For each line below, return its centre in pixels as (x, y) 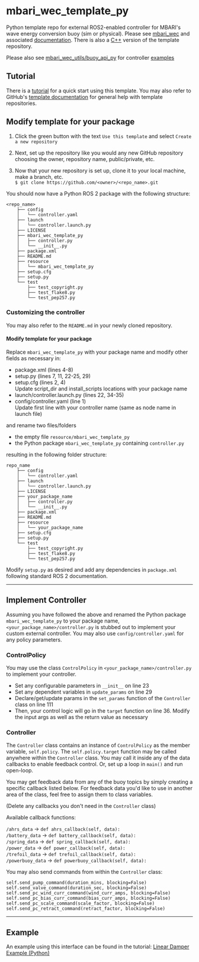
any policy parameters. (34, 639)
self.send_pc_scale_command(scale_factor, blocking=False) (81, 904)
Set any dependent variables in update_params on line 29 (83, 692)
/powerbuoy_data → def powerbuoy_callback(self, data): (76, 861)
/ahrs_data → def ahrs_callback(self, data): (63, 829)
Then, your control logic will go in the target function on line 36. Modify (102, 711)
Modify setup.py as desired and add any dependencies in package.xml (92, 570)
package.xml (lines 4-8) (44, 370)
